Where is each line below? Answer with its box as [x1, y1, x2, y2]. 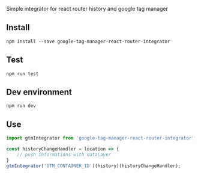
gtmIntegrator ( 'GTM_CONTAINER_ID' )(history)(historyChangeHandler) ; [6, 162, 181, 169]
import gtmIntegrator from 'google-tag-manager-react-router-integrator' [6, 135, 195, 141]
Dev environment [6, 87, 72, 97]
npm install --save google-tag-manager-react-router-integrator [6, 38, 170, 45]
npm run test [6, 70, 39, 77]
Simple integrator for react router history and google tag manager [6, 5, 168, 12]
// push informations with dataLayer [17, 152, 112, 158]
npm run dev [6, 103, 36, 109]
